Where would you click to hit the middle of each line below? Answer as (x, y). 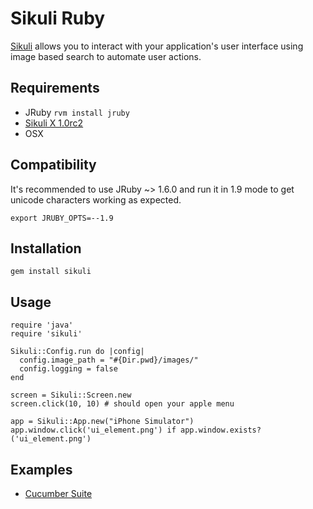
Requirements (55, 88)
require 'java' (42, 325)
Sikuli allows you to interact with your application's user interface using (157, 46)
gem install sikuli (51, 272)
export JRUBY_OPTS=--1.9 (62, 218)
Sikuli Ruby (58, 18)
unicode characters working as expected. (96, 199)
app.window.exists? (221, 430)
